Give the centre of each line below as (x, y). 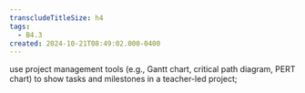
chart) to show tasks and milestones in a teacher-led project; (123, 79)
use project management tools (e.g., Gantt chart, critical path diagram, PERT (152, 69)
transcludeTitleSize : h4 (56, 18)
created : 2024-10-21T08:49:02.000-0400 (85, 43)
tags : (20, 26)
